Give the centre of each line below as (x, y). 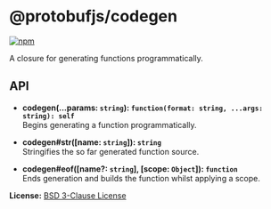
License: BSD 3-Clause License (68, 195)
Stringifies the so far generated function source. (111, 151)
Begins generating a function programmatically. (110, 125)
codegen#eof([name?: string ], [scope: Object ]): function (130, 169)
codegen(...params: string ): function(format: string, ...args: (142, 108)
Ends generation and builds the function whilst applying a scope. (141, 178)
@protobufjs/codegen (94, 16)
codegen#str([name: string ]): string (92, 142)
